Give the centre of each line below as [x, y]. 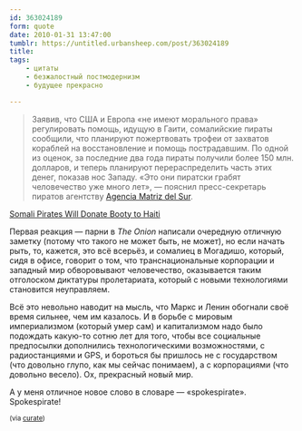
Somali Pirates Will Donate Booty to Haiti [85, 213]
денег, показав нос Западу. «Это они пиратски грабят [136, 177]
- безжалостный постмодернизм [83, 77]
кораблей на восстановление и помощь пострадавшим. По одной [160, 148]
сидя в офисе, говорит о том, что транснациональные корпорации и [142, 260]
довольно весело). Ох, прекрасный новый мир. [102, 374]
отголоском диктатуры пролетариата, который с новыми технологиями [149, 279]
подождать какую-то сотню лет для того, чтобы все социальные [135, 336]
